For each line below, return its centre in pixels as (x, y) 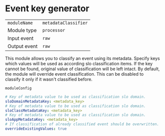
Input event (21, 38)
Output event (23, 46)
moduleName (20, 23)
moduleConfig (18, 88)
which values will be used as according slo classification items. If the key (79, 63)
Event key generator (47, 9)
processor (54, 30)
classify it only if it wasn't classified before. (49, 79)
